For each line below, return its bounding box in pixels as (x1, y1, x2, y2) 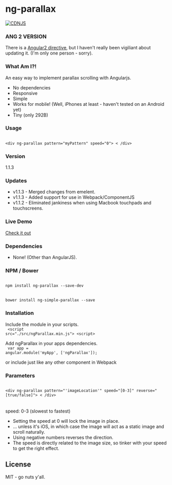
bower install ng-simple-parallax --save (5, 297, 95, 303)
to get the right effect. (12, 445, 60, 451)
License (5, 460, 31, 469)
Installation (5, 309, 34, 316)
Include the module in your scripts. (5, 321, 79, 327)
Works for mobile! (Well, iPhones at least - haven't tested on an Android (12, 101, 164, 107)
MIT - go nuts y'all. (5, 474, 45, 480)
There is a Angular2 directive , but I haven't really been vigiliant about (5, 45, 151, 51)
